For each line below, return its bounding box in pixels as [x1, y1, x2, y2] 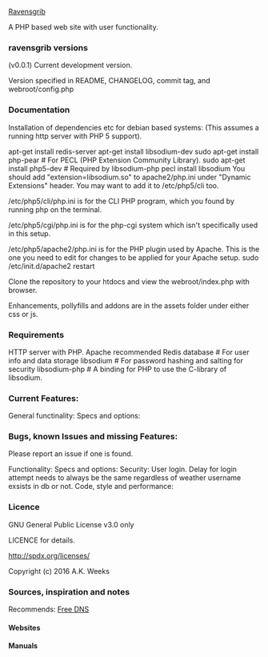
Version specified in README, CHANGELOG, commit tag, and [8, 76, 210, 86]
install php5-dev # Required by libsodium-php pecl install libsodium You [8, 163, 246, 173]
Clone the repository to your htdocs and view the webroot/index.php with [8, 276, 250, 286]
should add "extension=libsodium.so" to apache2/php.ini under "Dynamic [8, 172, 252, 182]
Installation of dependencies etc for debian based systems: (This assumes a [8, 122, 260, 132]
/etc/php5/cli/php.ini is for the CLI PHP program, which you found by [8, 196, 234, 206]
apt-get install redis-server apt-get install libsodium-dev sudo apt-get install [8, 146, 259, 156]
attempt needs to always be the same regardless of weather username [8, 473, 242, 483]
